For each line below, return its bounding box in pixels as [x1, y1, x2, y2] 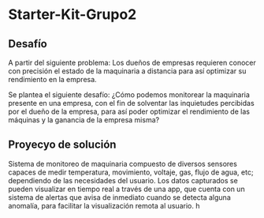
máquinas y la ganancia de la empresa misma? [8, 115, 160, 124]
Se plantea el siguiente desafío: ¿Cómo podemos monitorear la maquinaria [8, 90, 251, 100]
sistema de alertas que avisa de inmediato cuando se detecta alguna [8, 192, 231, 202]
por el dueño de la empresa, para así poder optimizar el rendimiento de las [8, 107, 251, 116]
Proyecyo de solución [8, 138, 117, 152]
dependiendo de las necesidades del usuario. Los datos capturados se [8, 175, 238, 185]
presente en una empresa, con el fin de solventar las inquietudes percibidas [8, 99, 255, 107]
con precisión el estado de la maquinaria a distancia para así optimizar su [8, 66, 247, 76]
